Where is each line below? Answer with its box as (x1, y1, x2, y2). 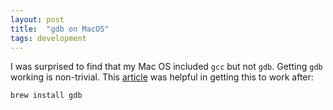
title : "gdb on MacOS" (10, 24, 110, 34)
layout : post (10, 14, 65, 25)
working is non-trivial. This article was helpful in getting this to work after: (10, 71, 314, 83)
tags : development (10, 33, 87, 43)
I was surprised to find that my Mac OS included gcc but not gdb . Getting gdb (10, 61, 323, 73)
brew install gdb (10, 91, 83, 101)
